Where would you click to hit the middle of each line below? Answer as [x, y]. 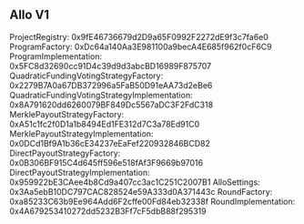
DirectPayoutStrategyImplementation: [80, 172]
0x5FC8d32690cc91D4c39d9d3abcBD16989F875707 [111, 66]
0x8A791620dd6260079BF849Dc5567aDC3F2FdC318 [111, 105]
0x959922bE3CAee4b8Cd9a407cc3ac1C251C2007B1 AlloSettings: [135, 182]
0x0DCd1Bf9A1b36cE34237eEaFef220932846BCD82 [110, 143]
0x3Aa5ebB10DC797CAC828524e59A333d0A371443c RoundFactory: [141, 191]
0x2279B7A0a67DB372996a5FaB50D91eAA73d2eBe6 [111, 85]
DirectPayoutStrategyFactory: [65, 153]
